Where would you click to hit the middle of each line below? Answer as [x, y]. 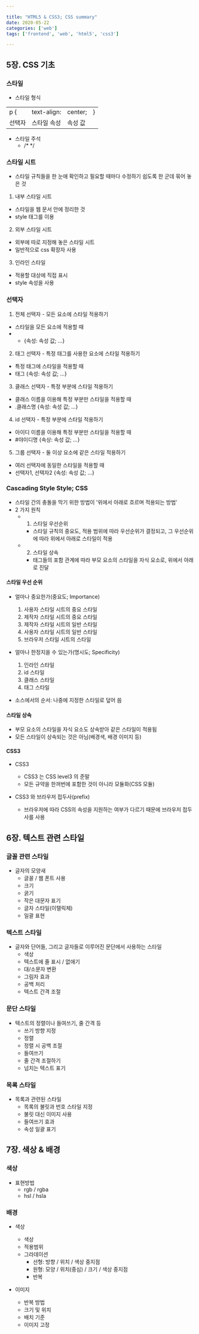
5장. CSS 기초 [31, 64]
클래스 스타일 [39, 680]
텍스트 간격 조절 [42, 992]
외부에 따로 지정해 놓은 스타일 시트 [55, 242]
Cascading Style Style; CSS [47, 488]
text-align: [47, 112]
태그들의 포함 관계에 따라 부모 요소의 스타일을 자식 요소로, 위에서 [108, 560]
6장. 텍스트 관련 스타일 [45, 838]
